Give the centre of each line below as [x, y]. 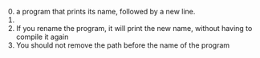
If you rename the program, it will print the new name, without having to [134, 28]
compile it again [42, 37]
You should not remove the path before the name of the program [123, 45]
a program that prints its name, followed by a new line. [106, 12]
